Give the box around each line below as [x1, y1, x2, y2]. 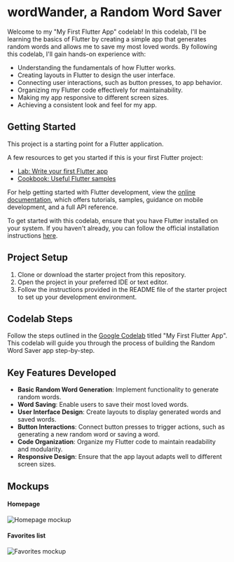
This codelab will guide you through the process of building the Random [7, 339, 215, 347]
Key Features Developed [7, 366, 117, 379]
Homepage [7, 500, 41, 509]
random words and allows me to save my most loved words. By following [7, 42, 217, 51]
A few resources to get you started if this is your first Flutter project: [7, 153, 203, 161]
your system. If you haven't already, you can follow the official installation [7, 224, 219, 232]
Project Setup [7, 252, 69, 264]
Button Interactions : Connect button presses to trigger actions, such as [17, 422, 226, 431]
